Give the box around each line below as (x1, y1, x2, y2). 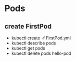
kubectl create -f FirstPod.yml (11, 35, 71, 41)
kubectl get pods (11, 46, 45, 51)
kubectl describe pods (11, 40, 56, 46)
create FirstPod (4, 22, 51, 30)
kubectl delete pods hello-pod (11, 50, 72, 56)
